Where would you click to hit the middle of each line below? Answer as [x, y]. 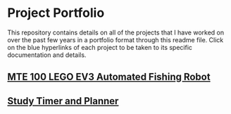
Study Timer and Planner [63, 101]
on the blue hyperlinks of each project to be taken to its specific [100, 47]
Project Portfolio [56, 13]
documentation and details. [47, 55]
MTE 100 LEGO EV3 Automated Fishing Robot [109, 77]
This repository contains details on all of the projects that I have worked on [115, 32]
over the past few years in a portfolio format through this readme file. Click [115, 39]
